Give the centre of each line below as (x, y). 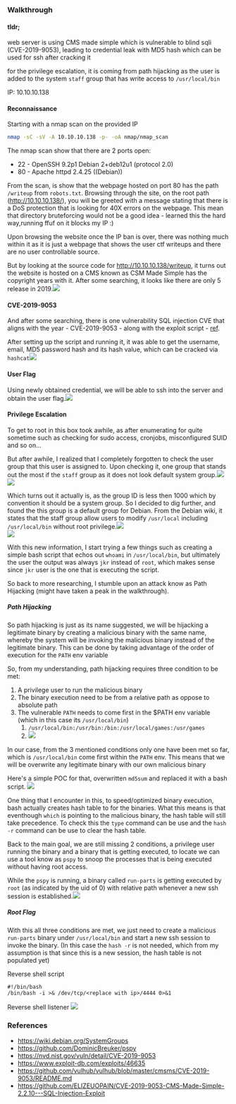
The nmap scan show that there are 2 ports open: (79, 151)
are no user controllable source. (54, 252)
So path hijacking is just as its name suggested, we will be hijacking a (108, 625)
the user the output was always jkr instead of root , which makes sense (111, 562)
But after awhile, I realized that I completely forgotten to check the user (110, 459)
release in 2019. (30, 289)
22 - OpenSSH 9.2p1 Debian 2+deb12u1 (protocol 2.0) (95, 165)
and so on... (25, 445)
